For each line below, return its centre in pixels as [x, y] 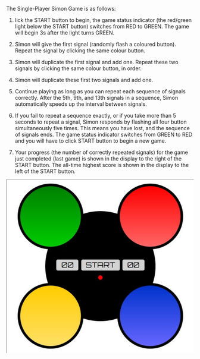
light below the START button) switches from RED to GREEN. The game [102, 26]
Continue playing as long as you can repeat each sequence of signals [100, 91]
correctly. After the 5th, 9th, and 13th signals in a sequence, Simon [96, 98]
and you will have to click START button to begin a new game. [90, 141]
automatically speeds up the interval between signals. [81, 104]
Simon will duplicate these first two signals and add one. [84, 80]
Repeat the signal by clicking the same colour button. [80, 51]
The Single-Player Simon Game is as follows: [61, 9]
